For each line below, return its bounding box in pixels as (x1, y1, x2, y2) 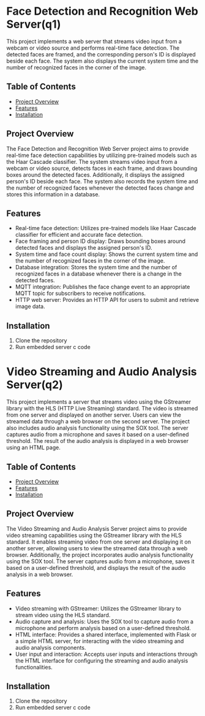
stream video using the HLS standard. (15, 611, 111, 618)
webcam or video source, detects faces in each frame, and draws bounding (6, 164, 198, 172)
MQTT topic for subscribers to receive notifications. (15, 290, 146, 297)
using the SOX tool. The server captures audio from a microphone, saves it (6, 557, 195, 565)
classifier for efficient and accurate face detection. (15, 231, 143, 239)
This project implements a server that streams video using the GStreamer (6, 398, 192, 406)
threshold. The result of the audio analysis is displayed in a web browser (6, 437, 189, 445)
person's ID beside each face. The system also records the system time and (6, 177, 198, 185)
